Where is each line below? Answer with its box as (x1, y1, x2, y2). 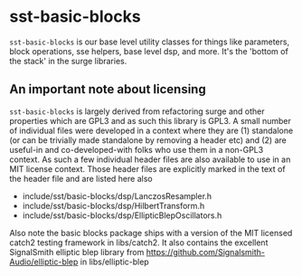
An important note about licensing (9, 81, 206, 97)
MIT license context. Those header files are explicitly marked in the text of (9, 163, 287, 174)
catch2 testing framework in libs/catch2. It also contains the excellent (9, 237, 269, 248)
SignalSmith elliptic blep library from (9, 246, 145, 257)
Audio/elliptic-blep (9, 256, 79, 267)
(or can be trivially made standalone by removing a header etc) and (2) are (9, 134, 287, 146)
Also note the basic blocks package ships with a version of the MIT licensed (9, 227, 293, 238)
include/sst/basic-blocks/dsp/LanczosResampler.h (22, 190, 212, 201)
